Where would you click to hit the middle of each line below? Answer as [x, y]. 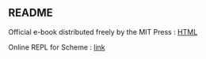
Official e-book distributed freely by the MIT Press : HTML [103, 31]
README [31, 13]
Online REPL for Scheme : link [57, 47]
